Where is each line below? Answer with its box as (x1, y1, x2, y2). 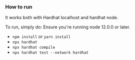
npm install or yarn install (12, 33, 71, 40)
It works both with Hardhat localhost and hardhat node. (5, 15, 119, 21)
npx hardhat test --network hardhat (12, 50, 89, 55)
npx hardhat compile (12, 45, 55, 50)
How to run (5, 3, 32, 10)
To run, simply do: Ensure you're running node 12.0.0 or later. (5, 24, 131, 30)
